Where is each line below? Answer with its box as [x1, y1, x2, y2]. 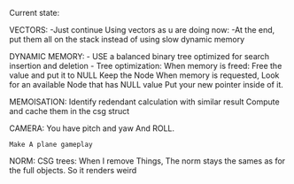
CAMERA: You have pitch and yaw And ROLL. [9, 123, 175, 134]
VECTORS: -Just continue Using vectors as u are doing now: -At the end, [9, 25, 275, 34]
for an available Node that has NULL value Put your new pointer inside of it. [9, 80, 283, 89]
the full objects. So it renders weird [9, 165, 137, 175]
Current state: [9, 8, 60, 18]
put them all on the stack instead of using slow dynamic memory [9, 34, 245, 44]
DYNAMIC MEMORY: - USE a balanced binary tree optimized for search [9, 51, 270, 61]
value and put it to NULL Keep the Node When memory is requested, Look [9, 70, 280, 80]
